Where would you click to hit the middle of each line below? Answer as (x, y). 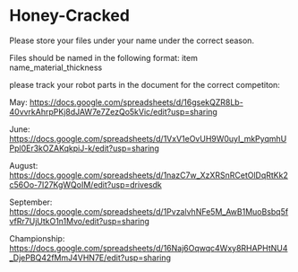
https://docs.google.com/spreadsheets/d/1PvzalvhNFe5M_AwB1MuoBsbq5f (149, 211)
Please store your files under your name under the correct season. (132, 40)
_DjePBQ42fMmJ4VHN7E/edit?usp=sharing (90, 258)
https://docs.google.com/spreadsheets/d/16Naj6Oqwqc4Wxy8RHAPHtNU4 (149, 248)
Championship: (37, 238)
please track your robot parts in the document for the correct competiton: (145, 84)
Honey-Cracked (69, 16)
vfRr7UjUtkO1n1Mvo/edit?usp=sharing (80, 221)
